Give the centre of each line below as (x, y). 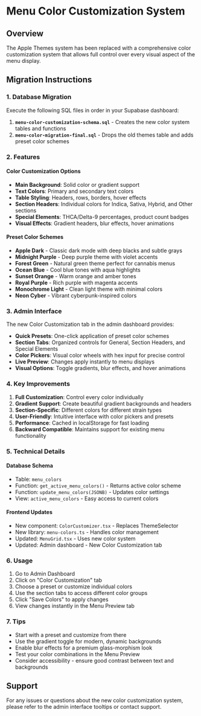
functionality (30, 435)
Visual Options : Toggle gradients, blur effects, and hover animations (100, 368)
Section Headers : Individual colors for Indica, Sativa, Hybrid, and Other (104, 204)
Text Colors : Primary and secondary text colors (74, 191)
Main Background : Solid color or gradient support (77, 184)
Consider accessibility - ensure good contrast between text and (94, 660)
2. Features (23, 157)
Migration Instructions (49, 80)
